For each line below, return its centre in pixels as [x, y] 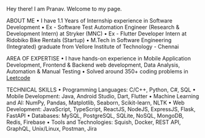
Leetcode [18, 78]
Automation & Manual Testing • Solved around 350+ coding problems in [97, 71]
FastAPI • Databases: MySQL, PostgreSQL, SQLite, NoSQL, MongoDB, [95, 116]
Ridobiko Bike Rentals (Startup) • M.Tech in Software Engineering [89, 40]
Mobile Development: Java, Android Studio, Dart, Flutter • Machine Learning [103, 96]
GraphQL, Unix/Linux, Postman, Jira [52, 129]
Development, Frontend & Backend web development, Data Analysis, [93, 65]
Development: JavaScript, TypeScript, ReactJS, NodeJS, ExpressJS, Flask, [101, 109]
